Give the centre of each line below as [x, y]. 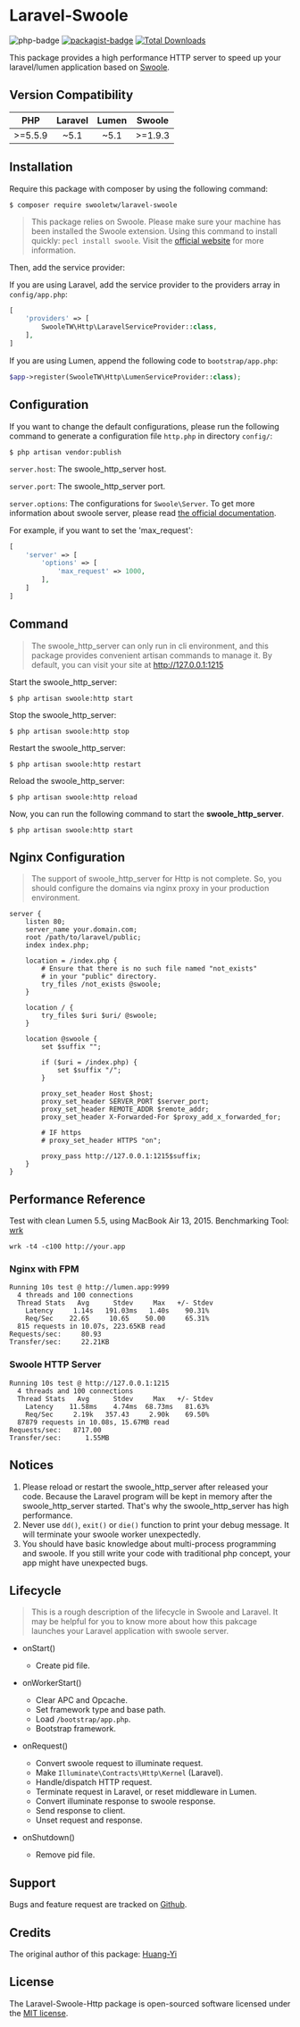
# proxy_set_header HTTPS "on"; [102, 1141]
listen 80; [46, 922]
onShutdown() [49, 1838]
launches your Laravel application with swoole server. [130, 1631]
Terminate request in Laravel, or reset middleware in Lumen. [146, 1792]
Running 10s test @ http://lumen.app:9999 [89, 1288]
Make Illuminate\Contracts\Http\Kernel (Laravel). [129, 1773]
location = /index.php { [71, 961]
